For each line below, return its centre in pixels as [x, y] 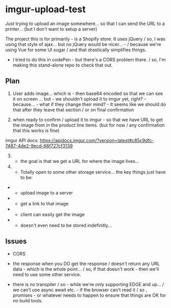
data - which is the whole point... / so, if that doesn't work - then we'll [86, 269]
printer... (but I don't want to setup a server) [51, 29]
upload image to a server [46, 193]
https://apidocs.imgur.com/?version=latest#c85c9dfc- [97, 140]
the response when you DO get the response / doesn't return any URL [86, 264]
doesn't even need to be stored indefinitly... [66, 225]
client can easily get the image [53, 214]
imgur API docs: [22, 140]
